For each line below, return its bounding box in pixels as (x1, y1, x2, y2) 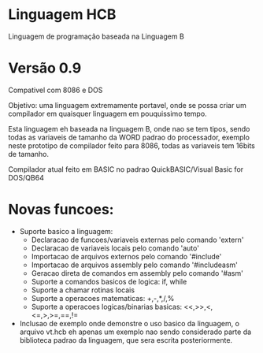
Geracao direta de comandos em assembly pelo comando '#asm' (31, 268, 244, 277)
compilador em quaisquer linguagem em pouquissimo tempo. (8, 109, 207, 118)
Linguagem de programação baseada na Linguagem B (8, 32, 185, 41)
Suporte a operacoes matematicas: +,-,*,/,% (31, 293, 175, 303)
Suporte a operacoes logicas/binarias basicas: (31, 302, 183, 311)
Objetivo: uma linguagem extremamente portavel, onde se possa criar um (8, 100, 246, 110)
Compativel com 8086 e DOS (8, 85, 103, 95)
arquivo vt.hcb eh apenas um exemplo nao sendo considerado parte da (19, 327, 252, 336)
